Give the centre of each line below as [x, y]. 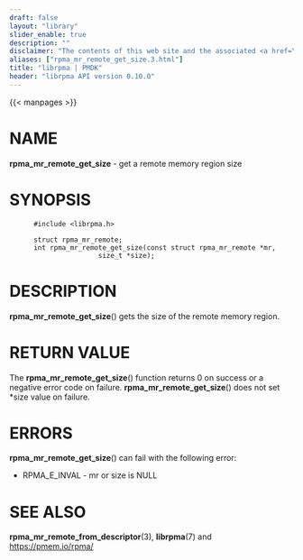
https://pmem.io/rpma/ [51, 546]
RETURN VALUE [70, 352]
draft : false [34, 18]
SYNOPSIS [50, 200]
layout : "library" [44, 26]
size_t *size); [126, 255]
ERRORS [41, 433]
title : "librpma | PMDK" [56, 69]
